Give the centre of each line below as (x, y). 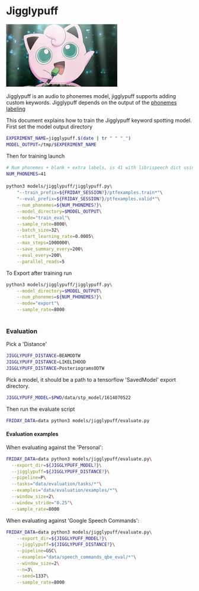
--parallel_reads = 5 (41, 262)
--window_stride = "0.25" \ (42, 503)
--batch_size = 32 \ (38, 230)
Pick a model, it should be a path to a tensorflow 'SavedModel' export (91, 379)
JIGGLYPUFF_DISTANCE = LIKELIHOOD (46, 362)
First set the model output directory (49, 127)
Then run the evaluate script (41, 409)
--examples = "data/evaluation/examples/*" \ (65, 491)
